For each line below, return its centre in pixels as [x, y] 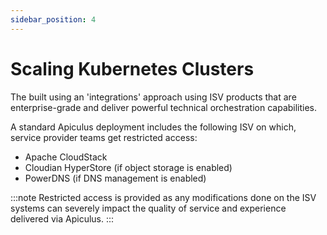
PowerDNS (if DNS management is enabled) [115, 178]
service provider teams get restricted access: [104, 137]
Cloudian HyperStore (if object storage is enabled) [128, 167]
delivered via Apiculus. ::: [62, 218]
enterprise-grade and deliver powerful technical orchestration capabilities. [164, 107]
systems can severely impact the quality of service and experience [148, 208]
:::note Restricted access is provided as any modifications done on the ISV [163, 197]
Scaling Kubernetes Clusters [132, 68]
